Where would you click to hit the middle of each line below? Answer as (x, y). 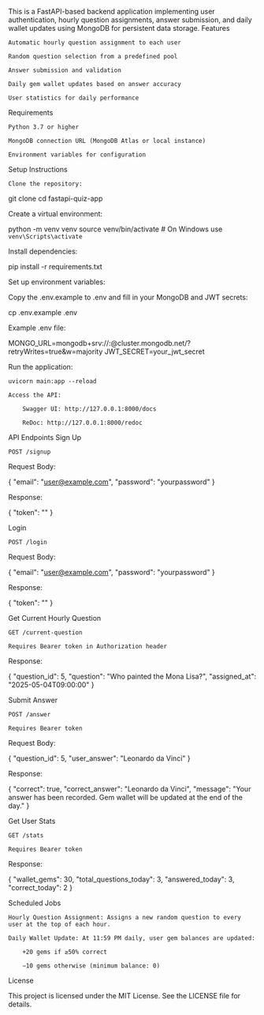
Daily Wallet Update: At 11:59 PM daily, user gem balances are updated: (132, 938)
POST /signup (30, 452)
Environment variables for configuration (77, 155)
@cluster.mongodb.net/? (151, 343)
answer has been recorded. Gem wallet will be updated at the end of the (125, 797)
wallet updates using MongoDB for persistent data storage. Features (119, 28)
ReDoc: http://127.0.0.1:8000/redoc (83, 423)
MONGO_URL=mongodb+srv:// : (60, 343)
